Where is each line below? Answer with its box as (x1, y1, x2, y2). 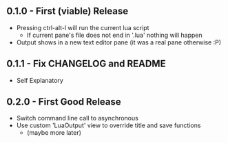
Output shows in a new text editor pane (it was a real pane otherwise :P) (16, 38, 222, 47)
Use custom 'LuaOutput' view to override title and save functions (16, 121, 201, 129)
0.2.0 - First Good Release (6, 96, 121, 108)
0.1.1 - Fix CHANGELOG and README (6, 58, 166, 70)
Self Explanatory (16, 76, 63, 84)
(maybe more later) (26, 129, 82, 137)
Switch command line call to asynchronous (16, 114, 138, 122)
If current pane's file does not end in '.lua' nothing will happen (26, 31, 203, 39)
